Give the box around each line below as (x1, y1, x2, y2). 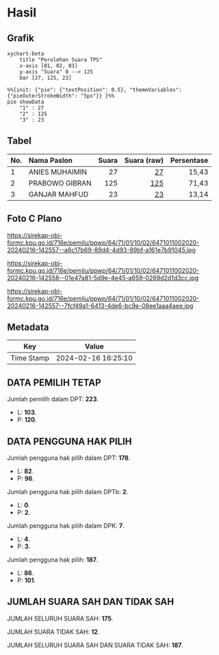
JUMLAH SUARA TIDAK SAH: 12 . (7, 628, 100, 636)
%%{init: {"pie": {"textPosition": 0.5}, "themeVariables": (7, 87, 183, 93)
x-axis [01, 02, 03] (19, 63, 78, 69)
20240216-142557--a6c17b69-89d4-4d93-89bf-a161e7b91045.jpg (7, 245, 196, 254)
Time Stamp (10, 353, 50, 363)
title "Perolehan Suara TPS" (19, 56, 103, 63)
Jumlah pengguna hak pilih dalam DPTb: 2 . (7, 488, 129, 496)
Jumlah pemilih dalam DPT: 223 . (7, 395, 99, 403)
